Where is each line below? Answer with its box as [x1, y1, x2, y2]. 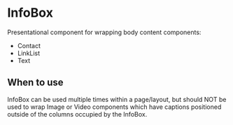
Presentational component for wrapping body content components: [7, 28, 202, 36]
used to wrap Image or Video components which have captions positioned [7, 103, 222, 111]
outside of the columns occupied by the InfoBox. [7, 110, 148, 118]
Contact [17, 41, 41, 50]
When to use [7, 77, 64, 89]
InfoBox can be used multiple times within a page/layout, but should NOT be [7, 95, 227, 103]
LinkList [17, 49, 41, 57]
